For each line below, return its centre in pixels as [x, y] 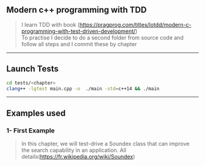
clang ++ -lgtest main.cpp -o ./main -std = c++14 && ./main [83, 88]
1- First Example [31, 130]
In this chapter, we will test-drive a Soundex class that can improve [105, 144]
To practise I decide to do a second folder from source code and [103, 37]
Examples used [36, 113]
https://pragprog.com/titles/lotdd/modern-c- [135, 24]
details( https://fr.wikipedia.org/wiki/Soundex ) [78, 157]
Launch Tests [33, 69]
